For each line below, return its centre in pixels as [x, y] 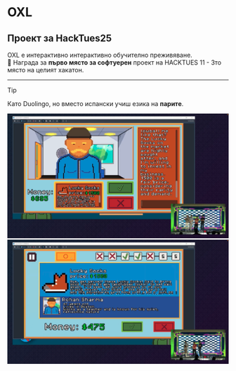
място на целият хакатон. [46, 70]
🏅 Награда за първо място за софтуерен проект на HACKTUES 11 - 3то [114, 63]
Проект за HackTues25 [60, 38]
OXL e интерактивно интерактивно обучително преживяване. [100, 55]
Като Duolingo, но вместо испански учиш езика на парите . [96, 104]
